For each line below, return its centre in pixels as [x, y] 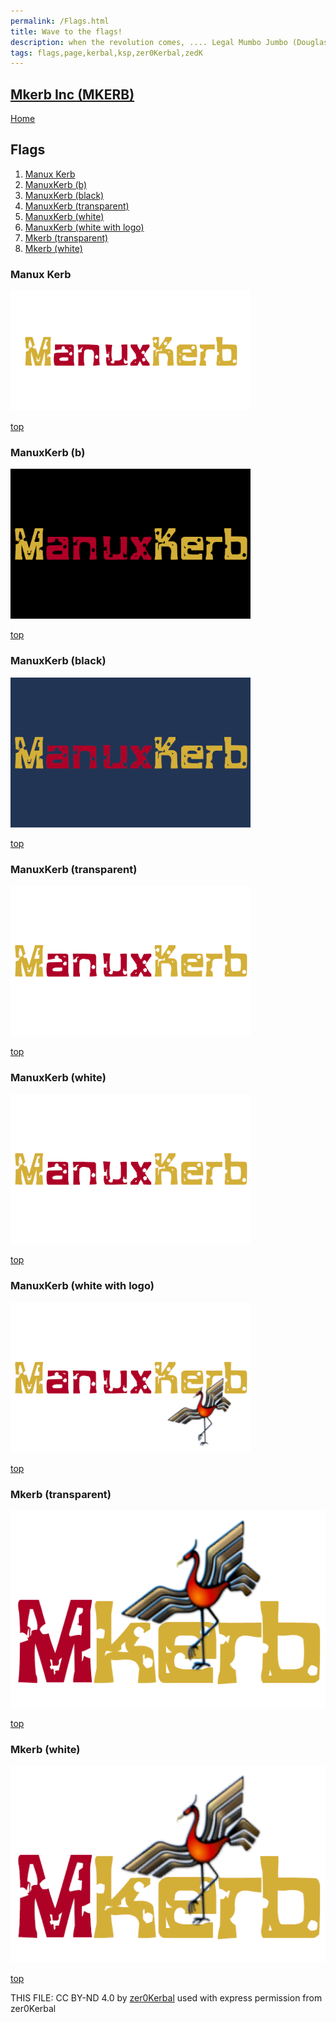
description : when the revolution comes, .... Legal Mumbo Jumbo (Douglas [169, 42]
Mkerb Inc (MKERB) [72, 94]
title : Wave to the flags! [66, 31]
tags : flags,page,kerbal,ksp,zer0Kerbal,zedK [106, 53]
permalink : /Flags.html [60, 21]
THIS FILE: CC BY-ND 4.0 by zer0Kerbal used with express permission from [166, 1998]
